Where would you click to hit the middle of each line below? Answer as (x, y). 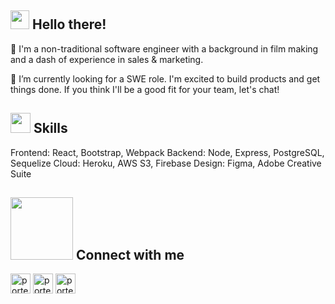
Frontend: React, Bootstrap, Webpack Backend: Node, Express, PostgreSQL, (167, 152)
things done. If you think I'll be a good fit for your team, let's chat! (145, 89)
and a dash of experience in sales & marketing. (107, 59)
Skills (50, 128)
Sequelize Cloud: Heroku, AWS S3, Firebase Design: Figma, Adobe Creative (166, 163)
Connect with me (130, 255)
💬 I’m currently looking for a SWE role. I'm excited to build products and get (165, 78)
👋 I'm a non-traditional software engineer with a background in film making (164, 48)
